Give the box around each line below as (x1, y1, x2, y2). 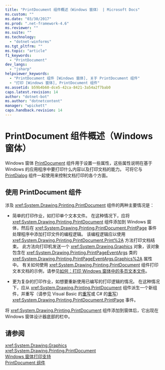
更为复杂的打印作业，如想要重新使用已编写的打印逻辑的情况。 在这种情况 (12, 278, 160, 284)
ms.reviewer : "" (5, 26, 38, 31)
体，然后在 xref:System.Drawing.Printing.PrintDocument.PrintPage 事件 (12, 225, 157, 231)
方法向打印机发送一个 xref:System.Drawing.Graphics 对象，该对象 (26, 243, 160, 249)
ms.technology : (5, 35, 36, 40)
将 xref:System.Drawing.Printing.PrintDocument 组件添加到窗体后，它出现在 (5, 307, 159, 313)
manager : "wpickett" (5, 103, 48, 108)
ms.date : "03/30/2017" (5, 16, 52, 21)
